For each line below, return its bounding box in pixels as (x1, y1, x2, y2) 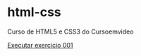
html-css (7, 4, 61, 20)
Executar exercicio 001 (7, 41, 73, 49)
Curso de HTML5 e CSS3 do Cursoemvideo (7, 27, 134, 36)
